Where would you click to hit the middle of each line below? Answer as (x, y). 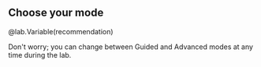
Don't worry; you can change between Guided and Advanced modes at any (131, 47)
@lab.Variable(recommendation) (61, 31)
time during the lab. (40, 55)
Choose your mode (56, 13)
